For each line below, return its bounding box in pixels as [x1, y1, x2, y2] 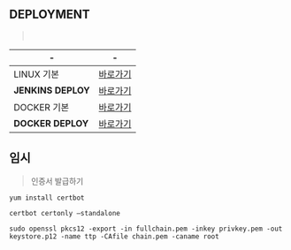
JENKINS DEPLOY [13, 84, 90, 96]
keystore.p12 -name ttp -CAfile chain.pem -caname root [9, 231, 219, 241]
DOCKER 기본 [13, 101, 69, 113]
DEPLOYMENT [9, 7, 90, 22]
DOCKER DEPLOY [13, 117, 89, 129]
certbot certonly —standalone [9, 208, 121, 217]
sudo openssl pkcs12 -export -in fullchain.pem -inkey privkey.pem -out [9, 224, 283, 233]
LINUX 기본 [13, 68, 59, 80]
